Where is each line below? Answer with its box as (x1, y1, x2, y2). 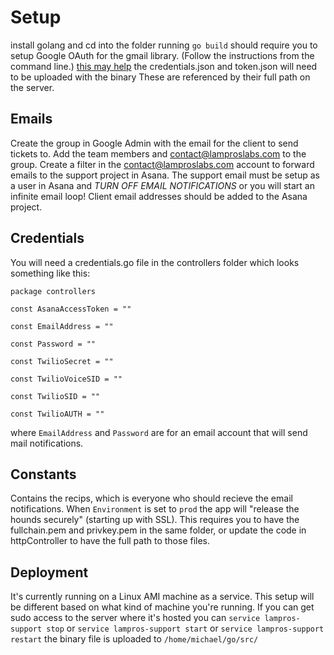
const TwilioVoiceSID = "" (10, 374, 123, 384)
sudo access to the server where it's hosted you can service (10, 612, 261, 624)
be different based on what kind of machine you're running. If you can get (10, 601, 315, 613)
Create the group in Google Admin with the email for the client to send (10, 137, 299, 149)
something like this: (10, 267, 91, 279)
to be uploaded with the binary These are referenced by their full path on (10, 71, 311, 83)
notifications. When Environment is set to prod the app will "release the (10, 503, 300, 515)
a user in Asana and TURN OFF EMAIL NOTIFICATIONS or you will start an (10, 179, 316, 191)
